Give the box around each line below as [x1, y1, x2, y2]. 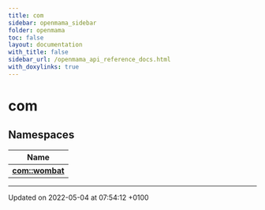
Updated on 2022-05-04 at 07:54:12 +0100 [8, 193, 149, 202]
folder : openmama [8, 26, 65, 34]
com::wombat [12, 165, 65, 176]
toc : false [8, 33, 44, 42]
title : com [8, 11, 44, 20]
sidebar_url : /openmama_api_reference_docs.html [8, 56, 171, 64]
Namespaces [8, 128, 75, 142]
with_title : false [8, 48, 69, 56]
